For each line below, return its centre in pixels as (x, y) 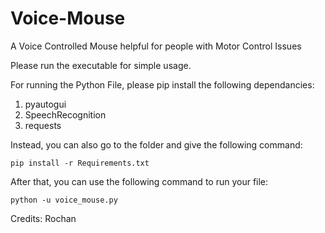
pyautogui (45, 104)
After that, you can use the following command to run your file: (139, 181)
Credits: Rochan (43, 218)
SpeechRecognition (65, 114)
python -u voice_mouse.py (64, 200)
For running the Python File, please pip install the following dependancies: (162, 84)
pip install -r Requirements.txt (80, 163)
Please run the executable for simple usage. (101, 65)
